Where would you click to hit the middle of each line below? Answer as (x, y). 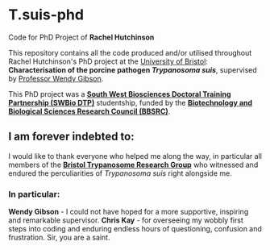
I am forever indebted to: (71, 137)
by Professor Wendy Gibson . (56, 78)
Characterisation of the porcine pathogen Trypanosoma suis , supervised (133, 69)
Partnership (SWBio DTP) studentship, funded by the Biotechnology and (130, 102)
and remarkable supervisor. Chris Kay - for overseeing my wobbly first (126, 220)
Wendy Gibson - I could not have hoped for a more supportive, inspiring (129, 212)
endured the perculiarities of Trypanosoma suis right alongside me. (120, 173)
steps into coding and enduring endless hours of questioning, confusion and (135, 229)
